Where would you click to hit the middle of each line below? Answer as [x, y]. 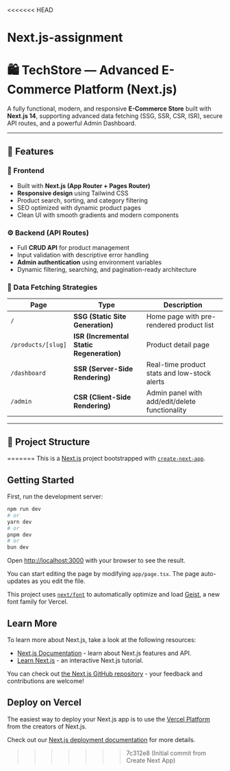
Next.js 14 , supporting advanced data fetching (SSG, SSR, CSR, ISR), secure [115, 116]
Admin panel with [174, 393]
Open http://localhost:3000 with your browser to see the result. [97, 561]
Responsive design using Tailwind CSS [73, 193]
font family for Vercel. [38, 602]
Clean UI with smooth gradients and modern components [98, 215]
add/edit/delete [171, 402]
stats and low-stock [179, 373]
